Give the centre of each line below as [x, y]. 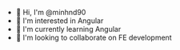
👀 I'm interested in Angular [60, 21]
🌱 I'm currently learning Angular [68, 29]
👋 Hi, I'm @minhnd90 [51, 12]
